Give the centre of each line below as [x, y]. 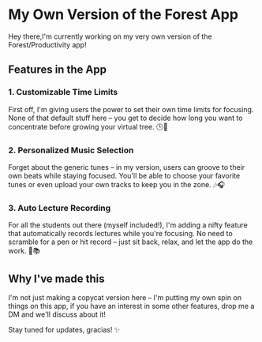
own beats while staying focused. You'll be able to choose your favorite [124, 175]
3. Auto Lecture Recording [60, 208]
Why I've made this [56, 278]
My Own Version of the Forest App [124, 15]
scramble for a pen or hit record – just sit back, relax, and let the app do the [131, 242]
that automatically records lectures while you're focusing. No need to [120, 234]
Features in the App [57, 70]
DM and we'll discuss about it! [57, 314]
